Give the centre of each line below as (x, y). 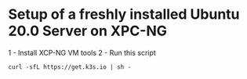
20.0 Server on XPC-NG (87, 31)
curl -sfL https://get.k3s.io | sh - (70, 67)
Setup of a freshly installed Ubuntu (124, 14)
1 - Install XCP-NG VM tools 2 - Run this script (82, 52)
